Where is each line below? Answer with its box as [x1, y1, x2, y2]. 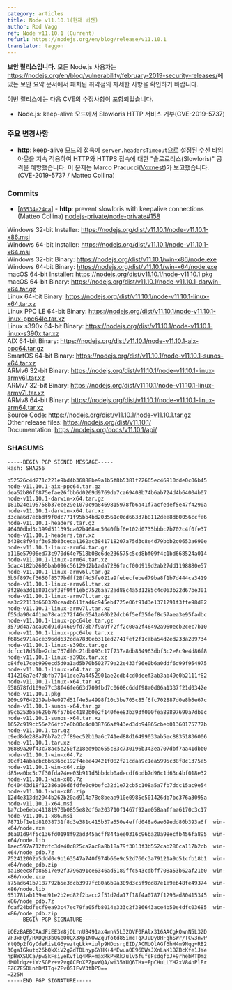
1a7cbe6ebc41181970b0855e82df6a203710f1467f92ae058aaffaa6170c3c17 [7, 806, 208, 813]
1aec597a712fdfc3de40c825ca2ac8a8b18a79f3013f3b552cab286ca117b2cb [7, 843, 208, 850]
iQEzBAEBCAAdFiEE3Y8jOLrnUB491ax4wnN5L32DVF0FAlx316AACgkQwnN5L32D [7, 928, 208, 935]
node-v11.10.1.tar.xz [7, 739, 70, 746]
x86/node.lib [7, 885, 45, 892]
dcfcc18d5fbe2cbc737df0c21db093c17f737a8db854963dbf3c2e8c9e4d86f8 [7, 648, 208, 655]
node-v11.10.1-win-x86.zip [7, 788, 86, 795]
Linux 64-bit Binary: [7, 292, 65, 300]
